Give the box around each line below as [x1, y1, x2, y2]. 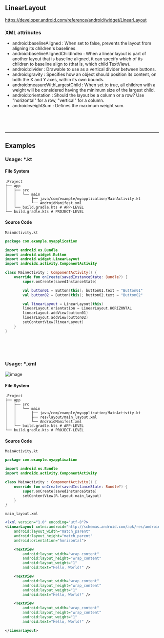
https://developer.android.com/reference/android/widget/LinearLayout [5, 17, 147, 23]
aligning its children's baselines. [12, 46, 77, 51]
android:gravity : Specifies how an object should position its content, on [12, 71, 157, 77]
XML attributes [5, 29, 41, 36]
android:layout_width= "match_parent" [14, 529, 91, 534]
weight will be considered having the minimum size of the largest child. [12, 87, 155, 93]
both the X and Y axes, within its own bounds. [12, 77, 104, 83]
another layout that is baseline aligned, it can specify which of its [12, 56, 143, 62]
